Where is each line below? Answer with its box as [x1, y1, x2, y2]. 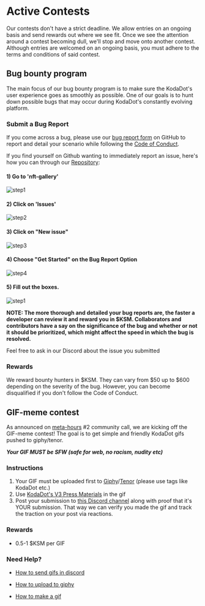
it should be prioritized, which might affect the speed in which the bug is [6, 328, 194, 336]
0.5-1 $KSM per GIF [15, 539, 65, 547]
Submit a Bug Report [6, 120, 69, 128]
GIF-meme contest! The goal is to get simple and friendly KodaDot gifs [6, 430, 185, 437]
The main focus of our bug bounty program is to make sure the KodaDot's [6, 85, 193, 92]
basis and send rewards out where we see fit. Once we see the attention [6, 31, 189, 38]
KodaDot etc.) [15, 484, 51, 492]
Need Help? [6, 554, 42, 563]
